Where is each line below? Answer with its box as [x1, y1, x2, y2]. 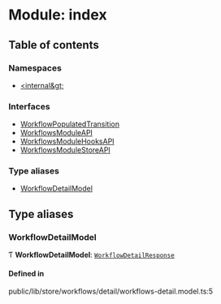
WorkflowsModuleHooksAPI [19, 136, 115, 147]
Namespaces [8, 62, 63, 74]
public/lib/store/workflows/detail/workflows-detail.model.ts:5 [8, 286, 214, 297]
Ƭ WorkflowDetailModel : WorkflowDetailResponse [8, 250, 175, 260]
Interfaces [8, 101, 50, 112]
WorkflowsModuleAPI [19, 128, 93, 138]
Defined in [8, 268, 45, 278]
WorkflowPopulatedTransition [19, 119, 120, 129]
